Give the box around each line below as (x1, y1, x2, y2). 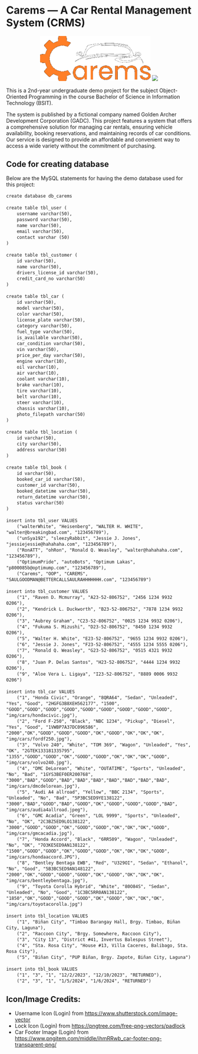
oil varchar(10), (16, 364, 60, 371)
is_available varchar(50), (16, 335, 83, 341)
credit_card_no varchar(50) (16, 276, 85, 282)
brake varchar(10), (16, 382, 65, 388)
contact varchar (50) (16, 234, 70, 241)
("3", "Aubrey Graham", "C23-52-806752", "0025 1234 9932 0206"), (16, 618, 183, 624)
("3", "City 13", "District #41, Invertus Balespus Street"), (16, 937, 173, 943)
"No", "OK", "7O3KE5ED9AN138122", (6, 842, 91, 849)
